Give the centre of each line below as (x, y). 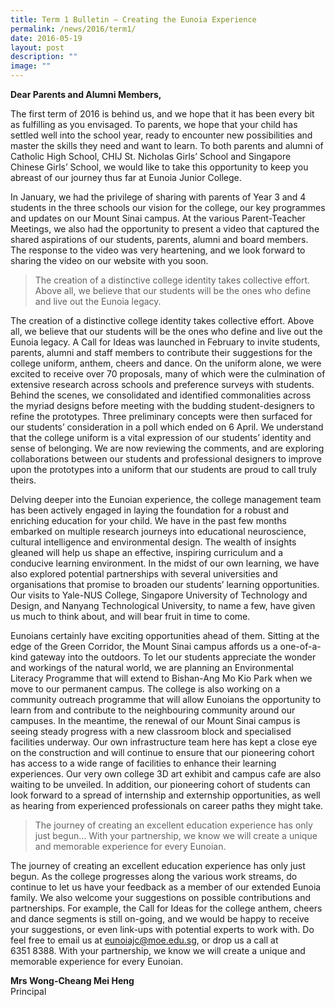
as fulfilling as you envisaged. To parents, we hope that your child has (154, 124)
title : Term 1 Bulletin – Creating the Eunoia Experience (133, 19)
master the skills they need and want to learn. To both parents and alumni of (167, 145)
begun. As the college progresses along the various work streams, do (154, 876)
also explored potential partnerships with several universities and (144, 574)
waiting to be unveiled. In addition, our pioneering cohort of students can (160, 784)
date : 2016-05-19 (46, 38)
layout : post (37, 47)
